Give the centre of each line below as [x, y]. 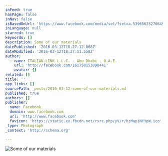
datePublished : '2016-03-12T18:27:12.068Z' [51, 47]
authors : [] [17, 98]
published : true [22, 93]
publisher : [16, 103]
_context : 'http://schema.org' [38, 130]
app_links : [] [20, 84]
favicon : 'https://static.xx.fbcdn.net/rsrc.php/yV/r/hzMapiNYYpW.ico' [86, 121]
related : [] [17, 75]
